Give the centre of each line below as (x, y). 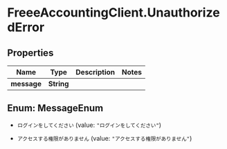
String (58, 84)
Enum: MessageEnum (55, 108)
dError (26, 27)
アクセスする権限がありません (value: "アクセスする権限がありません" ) (105, 138)
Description (96, 72)
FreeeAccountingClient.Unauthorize (113, 13)
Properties (30, 53)
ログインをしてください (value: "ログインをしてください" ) (89, 125)
